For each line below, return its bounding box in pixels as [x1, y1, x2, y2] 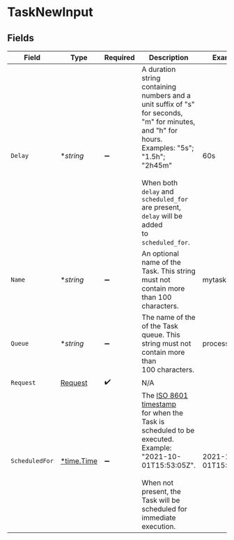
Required [104, 53, 135, 62]
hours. [141, 134, 163, 144]
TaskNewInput [7, 4, 93, 20]
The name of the [141, 312, 196, 322]
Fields [7, 32, 35, 44]
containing [141, 82, 176, 92]
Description [148, 53, 189, 62]
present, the [141, 487, 181, 496]
